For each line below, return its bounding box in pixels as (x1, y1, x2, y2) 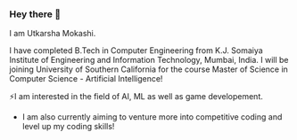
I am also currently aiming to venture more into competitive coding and (21, 112, 283, 122)
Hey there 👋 (9, 8, 61, 20)
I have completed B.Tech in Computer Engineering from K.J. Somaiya (9, 45, 263, 56)
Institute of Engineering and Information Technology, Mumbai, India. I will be (9, 55, 289, 66)
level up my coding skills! (21, 121, 115, 132)
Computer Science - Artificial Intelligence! (9, 74, 163, 84)
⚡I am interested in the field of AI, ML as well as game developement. (9, 91, 263, 102)
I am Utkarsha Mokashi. (9, 28, 96, 39)
